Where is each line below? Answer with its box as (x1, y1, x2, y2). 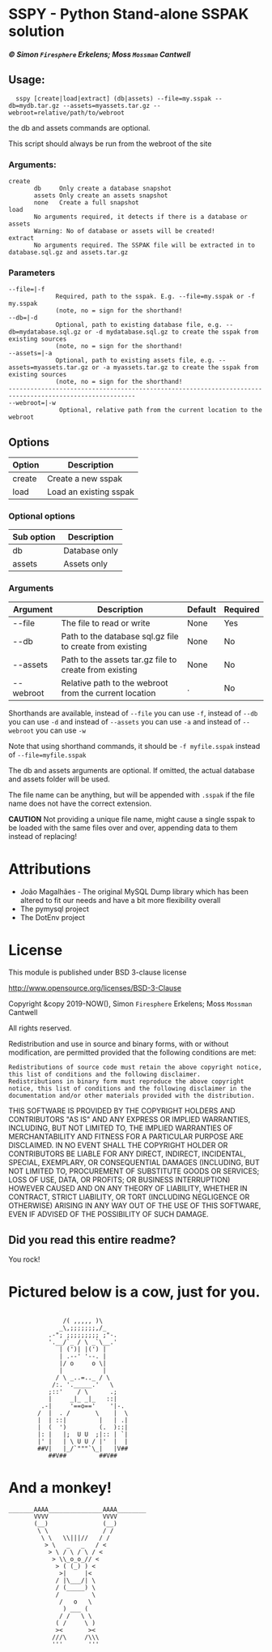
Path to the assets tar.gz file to (61, 654, 177, 665)
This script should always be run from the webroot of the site (8, 139, 212, 148)
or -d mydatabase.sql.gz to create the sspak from (84, 328, 259, 337)
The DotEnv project (19, 912, 85, 922)
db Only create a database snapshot (33, 184, 172, 192)
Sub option (12, 531, 56, 543)
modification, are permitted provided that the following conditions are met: (8, 1048, 257, 1057)
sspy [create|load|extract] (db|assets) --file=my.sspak (15, 94, 212, 102)
